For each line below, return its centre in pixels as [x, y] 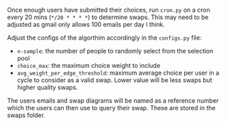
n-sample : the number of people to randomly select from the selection [115, 51]
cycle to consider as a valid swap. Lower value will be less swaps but [114, 80]
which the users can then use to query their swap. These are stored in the [111, 108]
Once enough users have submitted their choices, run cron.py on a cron [109, 10]
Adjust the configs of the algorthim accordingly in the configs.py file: [104, 38]
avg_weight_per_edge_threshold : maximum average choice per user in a [118, 73]
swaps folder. [26, 115]
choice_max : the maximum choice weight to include [89, 65]
